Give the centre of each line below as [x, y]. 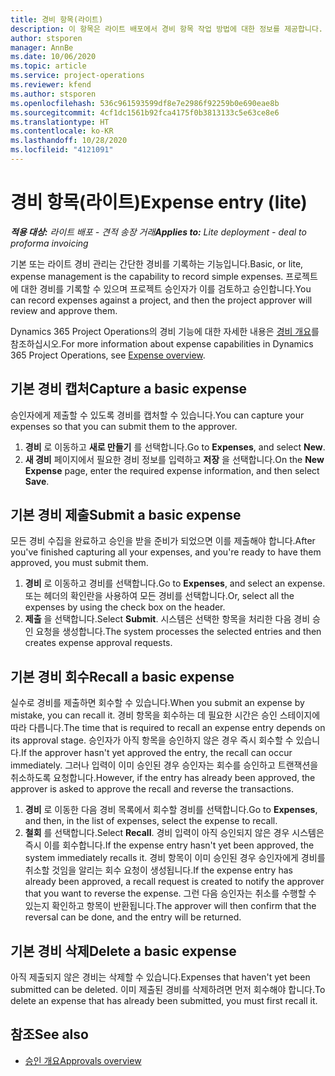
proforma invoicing [49, 243]
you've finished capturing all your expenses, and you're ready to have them [166, 552]
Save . [37, 481]
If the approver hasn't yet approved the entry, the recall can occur [156, 753]
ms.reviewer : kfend [51, 85]
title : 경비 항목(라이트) [57, 19]
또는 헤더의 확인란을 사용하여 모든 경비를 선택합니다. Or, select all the [159, 596]
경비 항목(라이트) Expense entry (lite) [159, 202]
